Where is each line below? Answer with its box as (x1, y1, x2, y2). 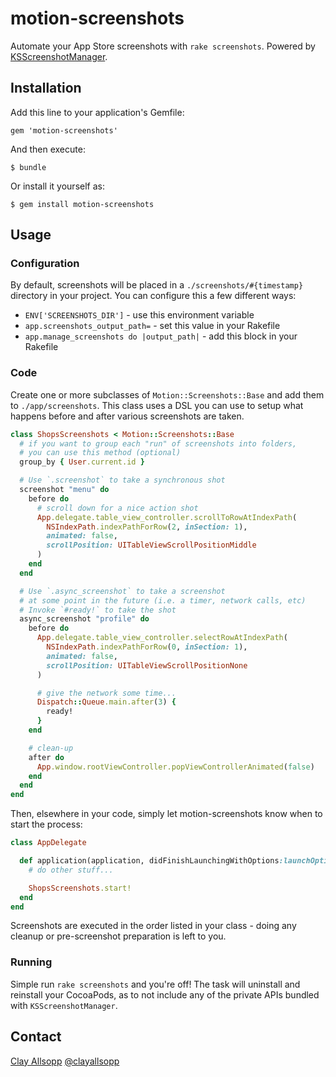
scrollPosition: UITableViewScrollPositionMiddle (46, 540, 257, 551)
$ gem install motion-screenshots (10, 199, 155, 209)
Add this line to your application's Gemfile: (10, 106, 185, 118)
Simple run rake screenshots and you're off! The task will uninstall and (10, 978, 301, 990)
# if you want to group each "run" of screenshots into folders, (19, 438, 298, 449)
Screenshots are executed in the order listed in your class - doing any (10, 920, 297, 932)
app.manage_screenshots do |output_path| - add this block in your (24, 330, 298, 342)
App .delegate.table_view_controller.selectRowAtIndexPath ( (36, 633, 288, 643)
